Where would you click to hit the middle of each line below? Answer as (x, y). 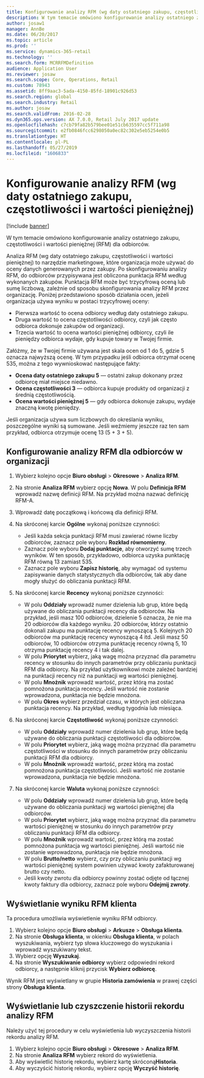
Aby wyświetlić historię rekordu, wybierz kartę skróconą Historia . (96, 1062)
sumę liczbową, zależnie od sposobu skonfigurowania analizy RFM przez (98, 288)
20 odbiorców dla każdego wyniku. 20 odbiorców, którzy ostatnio (106, 624)
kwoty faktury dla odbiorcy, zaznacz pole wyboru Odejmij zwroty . (107, 885)
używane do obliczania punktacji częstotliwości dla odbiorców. (103, 738)
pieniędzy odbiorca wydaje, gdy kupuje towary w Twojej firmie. (94, 339)
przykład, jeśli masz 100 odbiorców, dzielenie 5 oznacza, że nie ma (108, 617)
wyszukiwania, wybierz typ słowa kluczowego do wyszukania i (94, 943)
